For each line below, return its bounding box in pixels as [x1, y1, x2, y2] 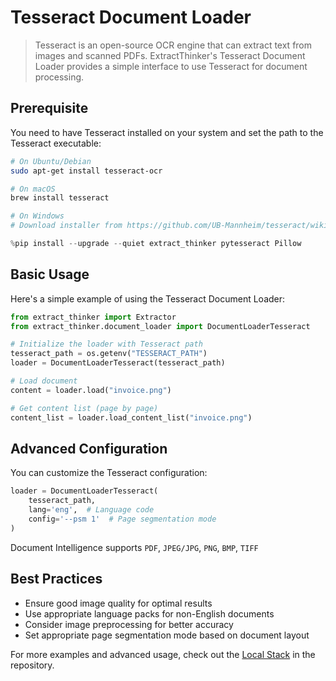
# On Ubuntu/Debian [10, 156, 92, 166]
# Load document [10, 376, 78, 386]
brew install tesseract [10, 193, 110, 203]
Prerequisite [10, 100, 89, 117]
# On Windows [10, 211, 65, 221]
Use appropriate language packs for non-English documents [24, 607, 275, 620]
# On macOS [10, 184, 56, 194]
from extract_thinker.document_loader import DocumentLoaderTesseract [10, 321, 311, 331]
